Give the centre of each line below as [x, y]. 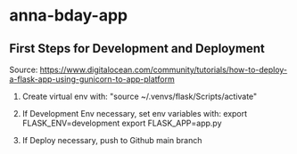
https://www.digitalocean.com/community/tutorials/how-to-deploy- [164, 69]
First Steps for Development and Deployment [137, 49]
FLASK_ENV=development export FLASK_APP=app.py [122, 123]
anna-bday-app [68, 16]
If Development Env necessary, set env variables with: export [135, 113]
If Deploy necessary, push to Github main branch [112, 140]
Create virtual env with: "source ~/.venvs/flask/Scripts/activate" [140, 96]
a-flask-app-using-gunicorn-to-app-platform [92, 79]
